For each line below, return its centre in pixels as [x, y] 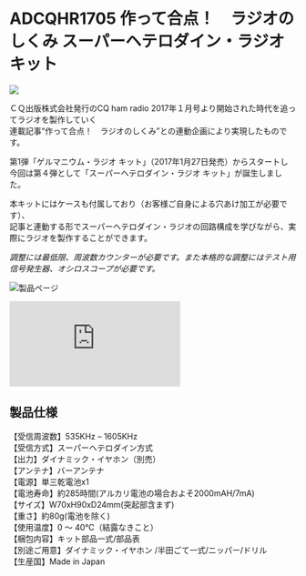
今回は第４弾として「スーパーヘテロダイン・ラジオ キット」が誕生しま [142, 173]
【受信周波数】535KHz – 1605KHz [74, 436]
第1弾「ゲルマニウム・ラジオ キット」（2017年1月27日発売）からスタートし [149, 161]
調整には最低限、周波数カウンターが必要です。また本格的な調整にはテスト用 [153, 257]
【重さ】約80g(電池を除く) [60, 516]
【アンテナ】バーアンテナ [57, 470]
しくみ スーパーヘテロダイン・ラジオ [147, 41]
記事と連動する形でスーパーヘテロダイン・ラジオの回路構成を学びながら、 [149, 226]
